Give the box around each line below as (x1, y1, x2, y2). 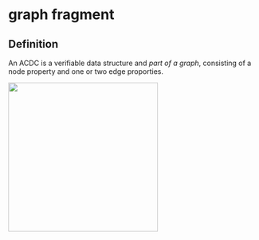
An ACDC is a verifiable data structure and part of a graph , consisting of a (8, 58, 252, 68)
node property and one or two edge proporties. (8, 67, 163, 76)
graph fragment (8, 6, 115, 24)
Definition (8, 37, 58, 51)
